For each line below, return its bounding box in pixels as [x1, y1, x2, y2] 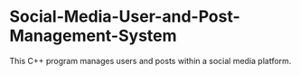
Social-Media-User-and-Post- [9, 6, 241, 27]
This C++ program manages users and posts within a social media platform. [9, 55, 292, 66]
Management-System [9, 25, 178, 46]
